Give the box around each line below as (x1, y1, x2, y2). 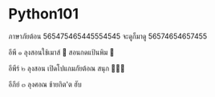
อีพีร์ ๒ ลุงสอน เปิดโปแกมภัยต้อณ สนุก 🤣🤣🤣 (8, 63, 126, 73)
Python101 (8, 5, 79, 23)
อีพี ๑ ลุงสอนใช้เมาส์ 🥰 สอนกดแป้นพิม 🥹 (8, 47, 115, 57)
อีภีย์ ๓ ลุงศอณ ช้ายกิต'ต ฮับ (8, 79, 82, 89)
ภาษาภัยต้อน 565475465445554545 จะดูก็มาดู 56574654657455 (8, 31, 208, 41)
